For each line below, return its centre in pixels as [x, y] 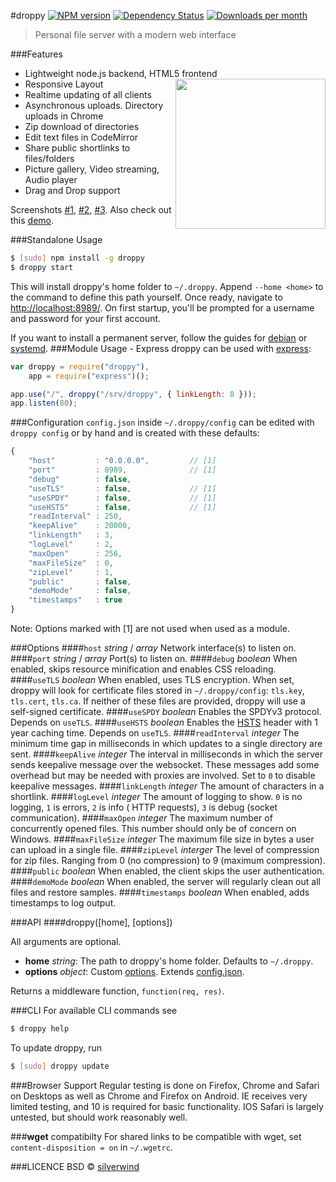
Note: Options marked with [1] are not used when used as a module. [150, 628]
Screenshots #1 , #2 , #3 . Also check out [91, 209]
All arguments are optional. [66, 941]
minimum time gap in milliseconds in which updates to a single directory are [166, 743]
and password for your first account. [86, 318]
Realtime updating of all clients [88, 94]
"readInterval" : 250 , [75, 516]
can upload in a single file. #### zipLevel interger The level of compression [165, 849]
